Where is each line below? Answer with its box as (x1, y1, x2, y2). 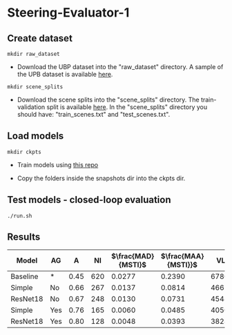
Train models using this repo (17, 160, 99, 169)
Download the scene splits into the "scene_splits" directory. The (17, 95, 200, 104)
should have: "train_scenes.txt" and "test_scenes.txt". (17, 111, 171, 118)
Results (7, 231, 41, 243)
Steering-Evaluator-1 (7, 5, 130, 21)
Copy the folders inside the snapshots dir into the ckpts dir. (17, 174, 186, 182)
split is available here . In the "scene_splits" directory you (46, 103, 208, 111)
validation (17, 103, 46, 111)
